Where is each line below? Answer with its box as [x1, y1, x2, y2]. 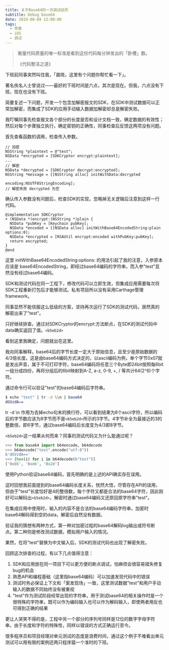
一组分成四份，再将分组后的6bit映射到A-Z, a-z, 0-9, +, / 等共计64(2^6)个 [5, 367, 156, 374]
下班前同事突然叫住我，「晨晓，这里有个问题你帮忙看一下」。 [5, 71, 129, 77]
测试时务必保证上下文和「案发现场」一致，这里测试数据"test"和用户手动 [12, 580, 161, 586]
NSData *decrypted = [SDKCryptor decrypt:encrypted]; [5, 167, 121, 172]
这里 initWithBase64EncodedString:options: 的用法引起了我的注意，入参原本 [5, 257, 163, 263]
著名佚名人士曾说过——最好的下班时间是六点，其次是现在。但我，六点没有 [5, 82, 159, 88]
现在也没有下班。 [14, 88, 49, 95]
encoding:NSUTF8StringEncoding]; [5, 180, 75, 186]
